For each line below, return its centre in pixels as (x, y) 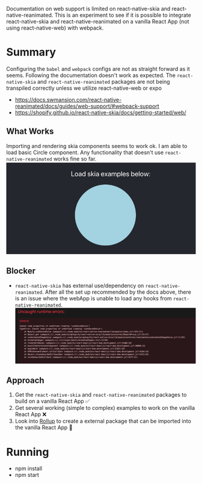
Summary (31, 52)
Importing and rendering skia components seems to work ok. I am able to (97, 146)
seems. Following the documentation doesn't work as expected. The (91, 75)
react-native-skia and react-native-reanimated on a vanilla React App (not (98, 21)
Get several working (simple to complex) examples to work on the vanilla (105, 408)
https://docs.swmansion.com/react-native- (68, 99)
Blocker (21, 271)
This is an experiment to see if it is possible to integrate (123, 15)
